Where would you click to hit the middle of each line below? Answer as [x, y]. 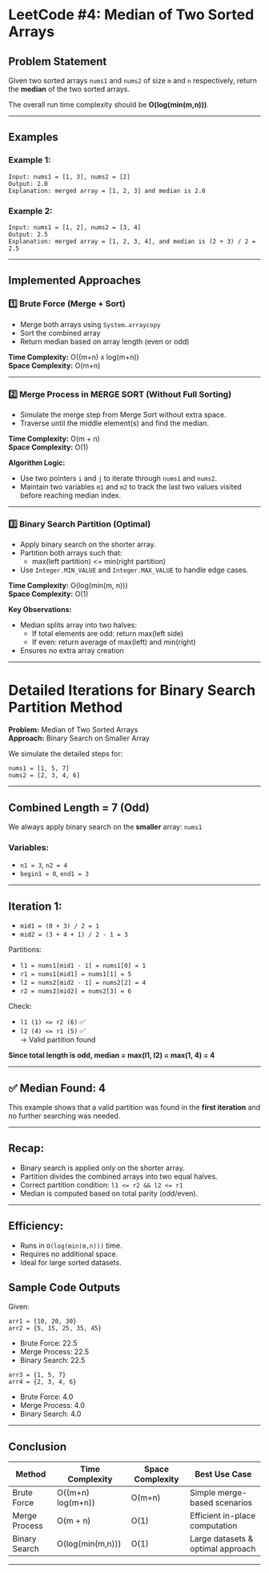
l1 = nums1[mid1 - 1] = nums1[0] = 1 [83, 966]
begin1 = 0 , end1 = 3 [54, 873]
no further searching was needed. [64, 1115]
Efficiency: [36, 1226]
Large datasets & [221, 1539]
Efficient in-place [223, 1516]
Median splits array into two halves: [78, 625]
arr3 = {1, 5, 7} [37, 1375]
